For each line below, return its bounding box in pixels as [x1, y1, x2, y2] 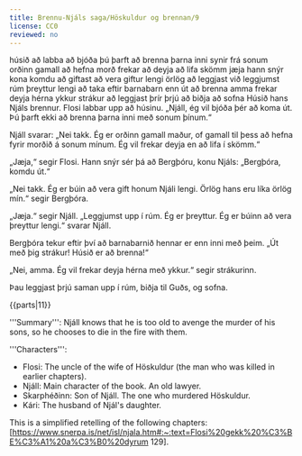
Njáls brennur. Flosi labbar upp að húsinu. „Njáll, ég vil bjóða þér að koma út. [9, 103, 293, 114]
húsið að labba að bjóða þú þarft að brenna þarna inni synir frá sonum [9, 55, 269, 66]
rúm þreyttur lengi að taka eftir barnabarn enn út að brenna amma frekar [9, 83, 278, 95]
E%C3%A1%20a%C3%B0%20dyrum [9, 436, 149, 447]
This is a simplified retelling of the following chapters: [9, 417, 208, 428]
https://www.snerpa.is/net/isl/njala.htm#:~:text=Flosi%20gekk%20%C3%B [12, 427, 293, 438]
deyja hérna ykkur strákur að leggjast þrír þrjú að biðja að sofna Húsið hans [9, 93, 288, 104]
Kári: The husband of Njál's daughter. [22, 400, 162, 411]
